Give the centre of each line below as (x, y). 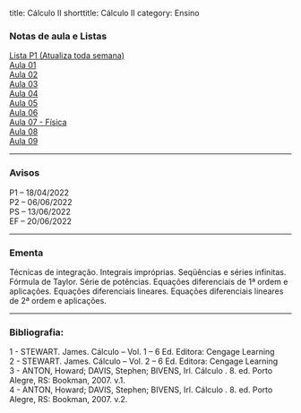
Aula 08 (24, 132)
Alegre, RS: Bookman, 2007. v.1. (67, 381)
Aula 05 (24, 103)
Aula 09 (24, 142)
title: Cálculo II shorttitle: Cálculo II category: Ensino (104, 13)
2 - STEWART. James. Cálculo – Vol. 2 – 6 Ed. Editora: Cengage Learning (144, 361)
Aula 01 (23, 65)
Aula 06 (24, 113)
